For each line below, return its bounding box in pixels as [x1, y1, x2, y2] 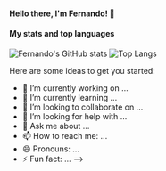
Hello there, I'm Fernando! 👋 [9, 8, 115, 19]
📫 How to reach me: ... [21, 130, 108, 141]
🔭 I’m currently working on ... [21, 82, 129, 94]
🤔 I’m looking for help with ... [21, 110, 128, 121]
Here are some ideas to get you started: [9, 65, 156, 76]
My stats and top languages [9, 28, 115, 39]
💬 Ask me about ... [21, 120, 90, 131]
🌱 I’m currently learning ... [21, 92, 118, 102]
